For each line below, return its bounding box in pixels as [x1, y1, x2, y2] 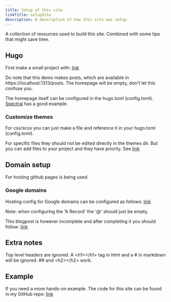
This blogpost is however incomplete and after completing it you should [5, 218, 156, 224]
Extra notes [5, 238, 43, 247]
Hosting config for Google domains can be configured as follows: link [5, 198, 152, 205]
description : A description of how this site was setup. [5, 17, 129, 22]
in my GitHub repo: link [5, 291, 54, 297]
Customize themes [5, 113, 54, 120]
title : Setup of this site [5, 7, 63, 13]
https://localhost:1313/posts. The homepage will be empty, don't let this [5, 80, 156, 86]
